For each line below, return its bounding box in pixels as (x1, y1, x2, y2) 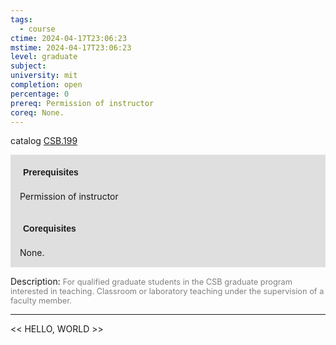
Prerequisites (23, 167, 79, 178)
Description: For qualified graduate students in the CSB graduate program (10, 276, 293, 288)
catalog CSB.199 (10, 135, 78, 147)
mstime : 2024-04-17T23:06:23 (10, 42, 132, 53)
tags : (10, 14, 33, 25)
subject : (10, 61, 47, 71)
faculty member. (10, 296, 72, 306)
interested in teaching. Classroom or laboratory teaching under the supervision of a (10, 286, 325, 297)
